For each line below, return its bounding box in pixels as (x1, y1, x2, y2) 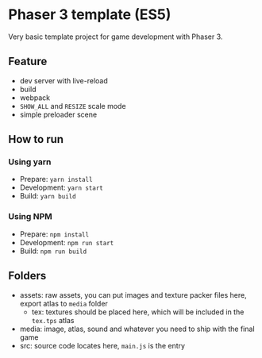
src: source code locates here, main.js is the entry (19, 341, 185, 350)
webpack (19, 93, 50, 102)
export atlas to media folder (19, 298, 109, 308)
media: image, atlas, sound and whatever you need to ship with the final (19, 324, 256, 333)
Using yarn (8, 156, 52, 167)
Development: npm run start (19, 237, 114, 247)
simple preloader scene (19, 110, 98, 119)
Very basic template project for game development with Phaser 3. (8, 32, 223, 41)
